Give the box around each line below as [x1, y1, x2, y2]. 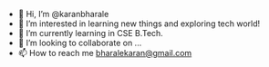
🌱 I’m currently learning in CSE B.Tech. [17, 28, 164, 38]
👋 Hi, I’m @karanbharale [17, 9, 109, 19]
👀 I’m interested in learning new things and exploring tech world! [17, 18, 261, 29]
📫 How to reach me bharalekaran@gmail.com [17, 48, 192, 58]
